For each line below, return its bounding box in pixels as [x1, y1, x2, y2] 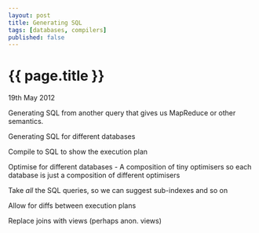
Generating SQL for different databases [8, 132, 136, 141]
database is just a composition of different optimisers [8, 170, 181, 180]
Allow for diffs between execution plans [8, 201, 137, 210]
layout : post [8, 11, 51, 20]
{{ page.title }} [8, 67, 105, 85]
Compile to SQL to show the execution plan [8, 147, 148, 157]
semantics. [8, 117, 44, 126]
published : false [8, 33, 65, 42]
